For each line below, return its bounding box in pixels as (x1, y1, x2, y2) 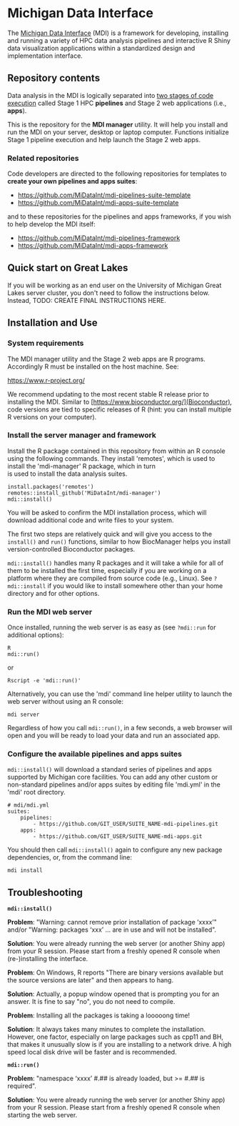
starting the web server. (7, 1111, 78, 1120)
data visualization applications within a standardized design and (7, 44, 195, 52)
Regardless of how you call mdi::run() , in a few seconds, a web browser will (7, 724, 233, 732)
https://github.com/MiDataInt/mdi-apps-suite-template (17, 199, 179, 207)
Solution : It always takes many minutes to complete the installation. (7, 1025, 205, 1034)
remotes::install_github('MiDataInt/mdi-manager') (7, 489, 161, 497)
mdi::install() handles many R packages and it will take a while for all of (7, 559, 224, 567)
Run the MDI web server (7, 607, 93, 617)
